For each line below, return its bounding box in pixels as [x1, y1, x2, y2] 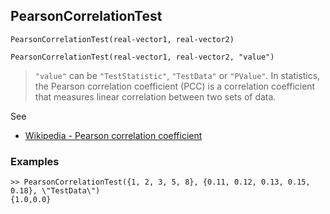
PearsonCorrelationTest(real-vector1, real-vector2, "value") [10, 52, 275, 62]
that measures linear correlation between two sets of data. [34, 90, 277, 103]
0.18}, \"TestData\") [10, 186, 101, 196]
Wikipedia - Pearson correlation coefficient [24, 129, 203, 141]
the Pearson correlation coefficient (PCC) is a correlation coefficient [34, 80, 316, 92]
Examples [10, 154, 60, 168]
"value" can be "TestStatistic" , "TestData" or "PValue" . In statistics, [34, 69, 321, 81]
